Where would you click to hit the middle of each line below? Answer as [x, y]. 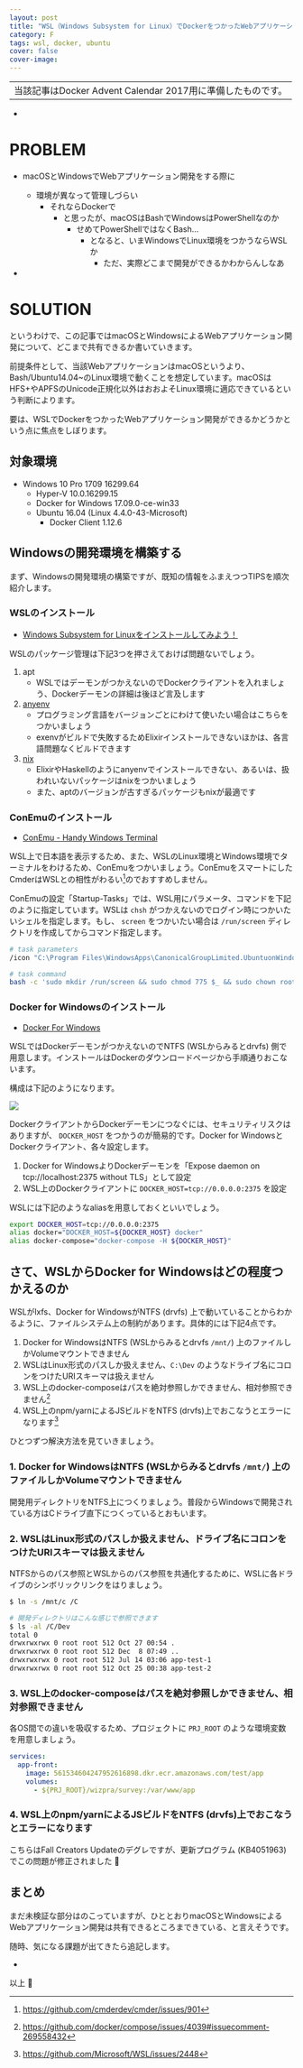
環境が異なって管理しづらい [87, 195]
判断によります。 [48, 400]
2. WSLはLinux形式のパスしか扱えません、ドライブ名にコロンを [148, 1538]
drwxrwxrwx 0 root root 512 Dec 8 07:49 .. [94, 1652]
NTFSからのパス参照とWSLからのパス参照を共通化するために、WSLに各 [143, 1573]
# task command [38, 974]
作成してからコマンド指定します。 [103, 932]
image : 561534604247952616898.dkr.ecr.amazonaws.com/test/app [145, 1773]
